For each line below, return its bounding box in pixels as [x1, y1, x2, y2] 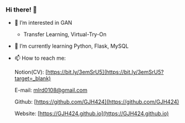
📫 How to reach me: [14, 54, 66, 62]
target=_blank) [14, 75, 51, 82]
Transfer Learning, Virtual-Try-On [23, 31, 107, 38]
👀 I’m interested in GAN [14, 19, 73, 27]
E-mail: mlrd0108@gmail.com [14, 87, 88, 94]
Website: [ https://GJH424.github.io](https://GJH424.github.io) [14, 110, 169, 117]
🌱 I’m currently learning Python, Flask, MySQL [14, 42, 129, 50]
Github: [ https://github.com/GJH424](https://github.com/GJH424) [14, 98, 180, 106]
